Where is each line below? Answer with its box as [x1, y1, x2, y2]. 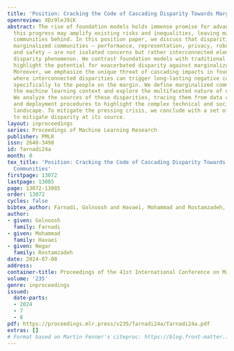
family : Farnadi [13, 223, 61, 230]
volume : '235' [7, 275, 49, 282]
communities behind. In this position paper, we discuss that [13, 36, 198, 43]
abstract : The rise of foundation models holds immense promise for [7, 23, 210, 30]
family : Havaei [13, 236, 58, 243]
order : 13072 [7, 191, 45, 198]
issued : [7, 288, 30, 295]
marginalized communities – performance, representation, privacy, [13, 42, 214, 49]
